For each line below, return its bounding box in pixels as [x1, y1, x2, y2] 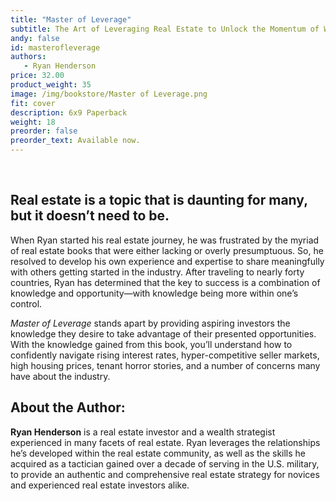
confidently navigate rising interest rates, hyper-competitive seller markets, [10, 349, 320, 361]
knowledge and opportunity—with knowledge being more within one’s [10, 287, 299, 299]
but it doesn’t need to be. [10, 207, 170, 225]
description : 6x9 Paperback [10, 107, 128, 118]
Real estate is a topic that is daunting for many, [10, 192, 308, 209]
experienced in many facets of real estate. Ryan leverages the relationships [10, 436, 321, 448]
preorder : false [10, 126, 78, 136]
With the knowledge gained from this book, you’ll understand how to [10, 338, 293, 350]
